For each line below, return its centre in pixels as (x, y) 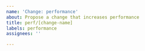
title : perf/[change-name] (40, 23)
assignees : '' (24, 34)
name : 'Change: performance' (42, 12)
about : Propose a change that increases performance (73, 17)
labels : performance (32, 28)
